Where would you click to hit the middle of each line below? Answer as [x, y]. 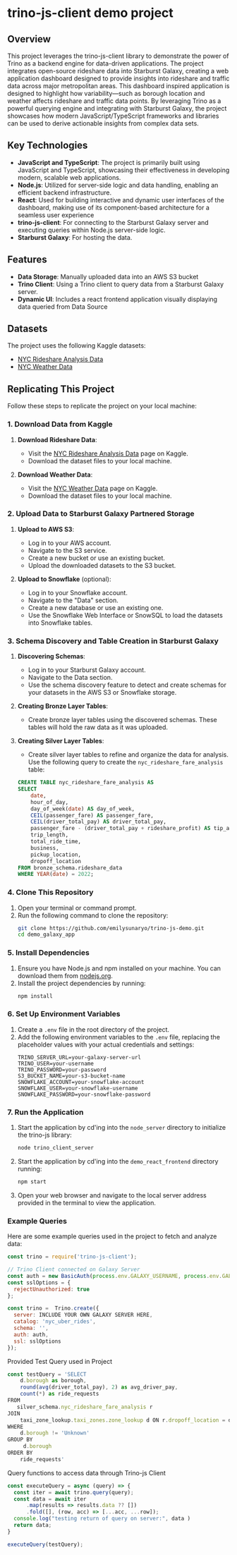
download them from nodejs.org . [65, 975]
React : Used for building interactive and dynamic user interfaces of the [121, 200]
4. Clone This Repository [50, 892]
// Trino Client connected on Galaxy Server [74, 1269]
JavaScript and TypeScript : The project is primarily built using [109, 162]
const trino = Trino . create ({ [53, 1309]
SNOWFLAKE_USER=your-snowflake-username [78, 1088]
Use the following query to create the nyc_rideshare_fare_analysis [126, 762]
